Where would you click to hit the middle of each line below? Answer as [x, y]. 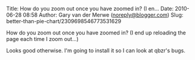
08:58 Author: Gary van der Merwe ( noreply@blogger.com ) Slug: [103, 15]
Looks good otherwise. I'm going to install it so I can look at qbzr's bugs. [96, 50]
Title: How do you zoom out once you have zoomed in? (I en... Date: [90, 9]
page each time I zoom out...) [43, 39]
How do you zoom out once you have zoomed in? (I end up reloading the [96, 33]
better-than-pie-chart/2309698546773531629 [64, 21]
